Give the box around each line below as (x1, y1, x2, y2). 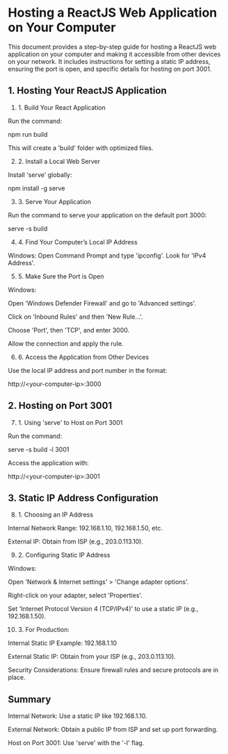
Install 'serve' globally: (8, 170, 72, 178)
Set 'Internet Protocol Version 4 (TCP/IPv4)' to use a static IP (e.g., (8, 605, 199, 613)
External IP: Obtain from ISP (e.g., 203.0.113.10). (8, 537, 144, 546)
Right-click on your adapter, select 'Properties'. (8, 592, 143, 600)
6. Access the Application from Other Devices (17, 353, 149, 361)
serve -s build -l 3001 (8, 445, 70, 453)
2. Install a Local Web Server (17, 157, 100, 165)
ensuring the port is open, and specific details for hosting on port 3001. (8, 65, 212, 73)
